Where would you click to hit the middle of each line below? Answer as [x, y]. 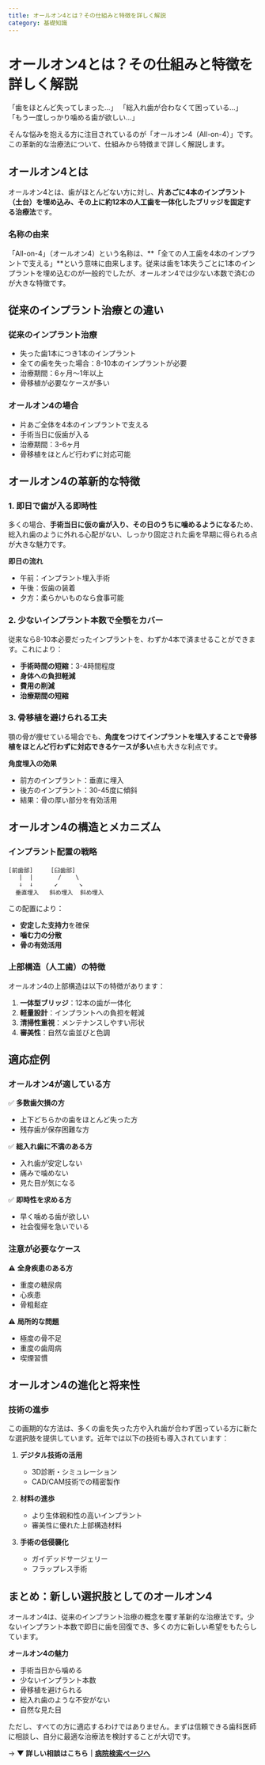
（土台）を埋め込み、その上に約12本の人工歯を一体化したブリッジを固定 [126, 202]
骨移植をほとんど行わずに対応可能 [75, 454]
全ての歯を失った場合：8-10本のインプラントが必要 [103, 363]
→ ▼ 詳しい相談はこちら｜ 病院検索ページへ [79, 1753]
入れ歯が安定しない [51, 1163]
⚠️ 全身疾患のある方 [41, 1268]
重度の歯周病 [40, 1348]
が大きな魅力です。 [39, 545]
